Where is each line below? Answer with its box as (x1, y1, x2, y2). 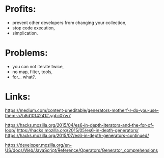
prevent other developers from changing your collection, (12, 20, 127, 26)
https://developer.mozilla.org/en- (5, 142, 72, 148)
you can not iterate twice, (12, 63, 64, 69)
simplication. (12, 30, 38, 36)
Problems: (5, 48, 48, 58)
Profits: (5, 3, 36, 15)
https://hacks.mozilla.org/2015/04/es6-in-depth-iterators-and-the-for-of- (5, 122, 154, 128)
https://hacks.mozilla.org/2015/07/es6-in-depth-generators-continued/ (5, 132, 149, 138)
